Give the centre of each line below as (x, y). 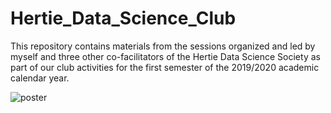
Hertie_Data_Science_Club (123, 18)
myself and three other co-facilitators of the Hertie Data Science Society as (165, 56)
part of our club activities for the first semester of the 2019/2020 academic (165, 67)
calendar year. (40, 78)
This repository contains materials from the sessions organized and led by (163, 46)
